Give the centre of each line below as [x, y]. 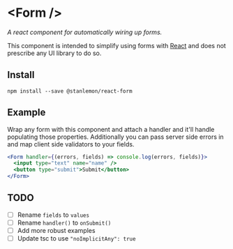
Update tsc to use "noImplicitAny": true [76, 239]
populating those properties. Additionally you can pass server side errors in [116, 137]
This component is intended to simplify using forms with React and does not [117, 45]
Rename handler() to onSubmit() [64, 222]
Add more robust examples [56, 231]
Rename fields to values [53, 215]
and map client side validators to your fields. [71, 144]
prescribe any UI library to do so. [54, 53]
